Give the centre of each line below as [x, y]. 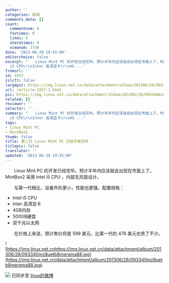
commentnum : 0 [24, 29]
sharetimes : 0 [24, 43]
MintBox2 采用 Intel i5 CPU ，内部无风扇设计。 [53, 177]
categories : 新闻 [23, 15]
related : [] [18, 99]
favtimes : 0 [22, 33]
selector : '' [19, 109]
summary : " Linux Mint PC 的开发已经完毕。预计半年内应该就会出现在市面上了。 [83, 113]
